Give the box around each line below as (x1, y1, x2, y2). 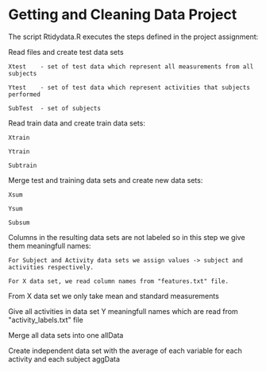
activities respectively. (8, 263, 94, 271)
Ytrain (8, 147, 30, 156)
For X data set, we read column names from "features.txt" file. (8, 277, 229, 285)
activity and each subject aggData (8, 354, 121, 363)
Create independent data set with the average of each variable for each (8, 346, 242, 355)
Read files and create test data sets (8, 47, 125, 56)
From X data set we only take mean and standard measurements (8, 291, 220, 300)
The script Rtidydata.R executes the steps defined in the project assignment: (8, 32, 259, 41)
